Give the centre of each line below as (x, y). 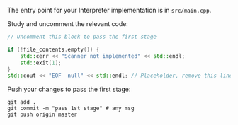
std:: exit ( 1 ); (41, 63)
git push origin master (42, 115)
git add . (22, 102)
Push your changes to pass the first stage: (69, 89)
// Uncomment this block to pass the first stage (82, 37)
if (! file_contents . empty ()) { (53, 49)
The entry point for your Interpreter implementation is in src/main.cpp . (109, 10)
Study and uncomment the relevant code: (68, 24)
